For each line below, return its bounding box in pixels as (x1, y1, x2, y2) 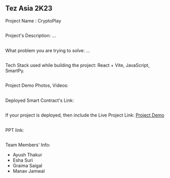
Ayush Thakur (12, 151, 42, 158)
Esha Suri (12, 157, 33, 163)
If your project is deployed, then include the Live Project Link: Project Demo (5, 112, 165, 118)
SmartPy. (5, 68, 25, 74)
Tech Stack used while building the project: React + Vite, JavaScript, (5, 62, 150, 68)
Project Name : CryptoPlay (5, 17, 61, 24)
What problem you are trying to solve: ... (5, 47, 90, 53)
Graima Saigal (12, 162, 42, 168)
